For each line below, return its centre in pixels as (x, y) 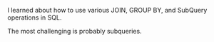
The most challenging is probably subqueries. (75, 31)
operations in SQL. (35, 17)
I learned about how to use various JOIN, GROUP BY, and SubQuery (107, 10)
